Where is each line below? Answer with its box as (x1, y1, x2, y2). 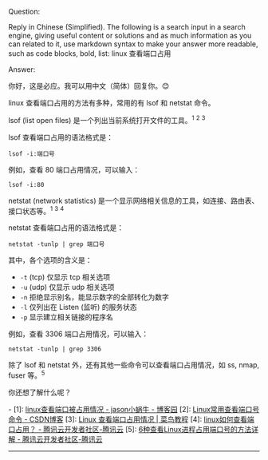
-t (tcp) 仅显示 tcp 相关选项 (19, 272, 110, 282)
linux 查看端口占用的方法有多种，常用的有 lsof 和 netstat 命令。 (8, 98, 215, 107)
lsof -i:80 (8, 180, 45, 188)
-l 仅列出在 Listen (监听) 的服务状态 (19, 303, 137, 312)
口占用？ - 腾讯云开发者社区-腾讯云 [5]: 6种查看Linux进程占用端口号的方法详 (8, 424, 259, 434)
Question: (8, 7, 41, 16)
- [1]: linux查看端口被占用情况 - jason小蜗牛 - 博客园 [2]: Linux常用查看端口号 (8, 404, 260, 414)
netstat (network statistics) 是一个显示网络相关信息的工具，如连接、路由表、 (8, 196, 259, 205)
